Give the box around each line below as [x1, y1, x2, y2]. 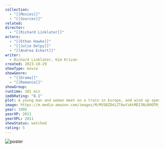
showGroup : [5, 84, 27, 89]
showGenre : [5, 71, 27, 76]
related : [5, 21, 23, 26]
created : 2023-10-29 [5, 62, 47, 66]
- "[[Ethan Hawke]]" [9, 39, 51, 44]
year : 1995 [5, 107, 27, 112]
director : [5, 25, 25, 30]
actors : [5, 35, 21, 40]
